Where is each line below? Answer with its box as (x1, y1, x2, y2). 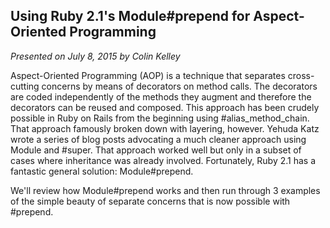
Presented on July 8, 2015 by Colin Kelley (10, 50, 181, 62)
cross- (287, 69, 315, 81)
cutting (10, 80, 40, 92)
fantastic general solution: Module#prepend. (10, 165, 194, 177)
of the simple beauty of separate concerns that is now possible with (10, 195, 291, 207)
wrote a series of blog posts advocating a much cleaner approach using (10, 133, 307, 145)
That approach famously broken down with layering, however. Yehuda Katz (10, 122, 320, 134)
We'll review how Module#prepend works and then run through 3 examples (10, 184, 321, 196)
